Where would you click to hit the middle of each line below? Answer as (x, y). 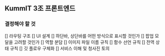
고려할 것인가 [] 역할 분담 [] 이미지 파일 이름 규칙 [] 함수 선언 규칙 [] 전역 (84, 42)
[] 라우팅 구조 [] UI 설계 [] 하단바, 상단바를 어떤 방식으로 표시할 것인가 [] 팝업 (79, 35)
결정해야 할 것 (20, 24)
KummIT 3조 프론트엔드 (40, 8)
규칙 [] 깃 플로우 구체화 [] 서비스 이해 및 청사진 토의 (60, 48)
